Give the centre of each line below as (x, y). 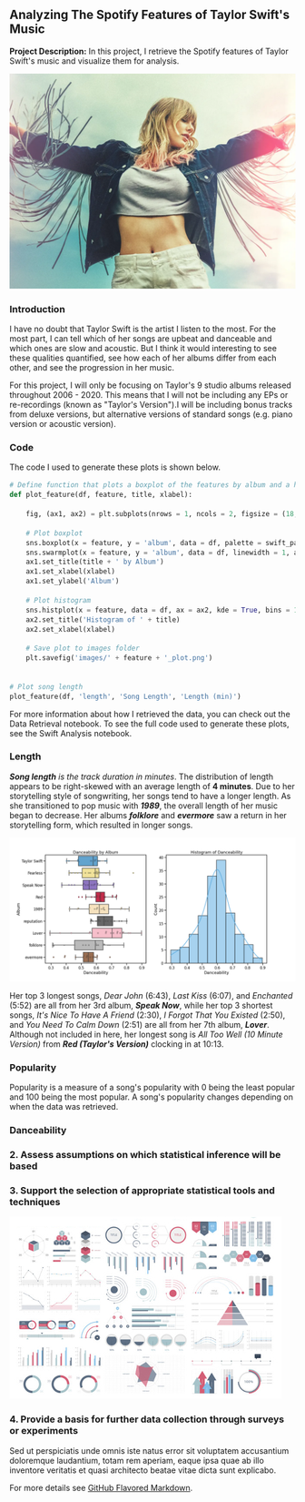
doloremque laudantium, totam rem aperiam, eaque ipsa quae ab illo (137, 1460)
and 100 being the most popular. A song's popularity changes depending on (151, 1097)
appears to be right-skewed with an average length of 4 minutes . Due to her (152, 786)
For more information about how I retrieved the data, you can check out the (150, 714)
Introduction (37, 309)
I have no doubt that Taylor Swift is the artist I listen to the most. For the (143, 329)
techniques (35, 1202)
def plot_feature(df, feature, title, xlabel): (101, 495)
